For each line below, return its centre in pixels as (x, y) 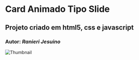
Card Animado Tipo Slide (58, 9)
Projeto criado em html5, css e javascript (69, 28)
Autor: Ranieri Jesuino (33, 42)
